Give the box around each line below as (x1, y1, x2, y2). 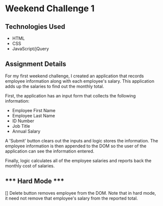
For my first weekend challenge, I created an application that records (5, 73, 144, 79)
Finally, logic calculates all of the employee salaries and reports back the (5, 158, 152, 163)
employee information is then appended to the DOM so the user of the (5, 143, 147, 149)
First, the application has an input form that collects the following (5, 92, 136, 98)
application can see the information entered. (5, 148, 94, 154)
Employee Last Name (12, 113, 55, 118)
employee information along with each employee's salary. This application (5, 78, 155, 84)
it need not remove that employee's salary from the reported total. (5, 195, 138, 201)
